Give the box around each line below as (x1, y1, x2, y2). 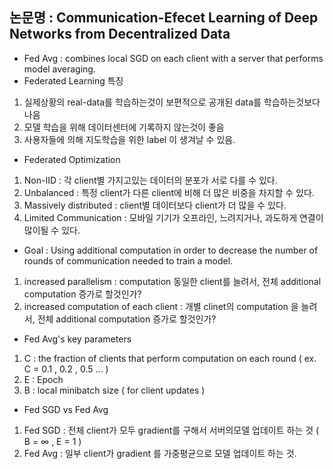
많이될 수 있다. (23, 224, 81, 236)
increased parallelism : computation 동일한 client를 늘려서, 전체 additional (23, 275, 322, 287)
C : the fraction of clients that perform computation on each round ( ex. (23, 352, 317, 364)
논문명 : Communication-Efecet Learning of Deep (9, 9, 319, 27)
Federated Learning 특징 (23, 74, 124, 87)
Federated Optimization (23, 153, 121, 165)
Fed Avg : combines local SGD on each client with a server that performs (23, 52, 324, 64)
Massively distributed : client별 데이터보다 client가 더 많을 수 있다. (23, 199, 287, 211)
